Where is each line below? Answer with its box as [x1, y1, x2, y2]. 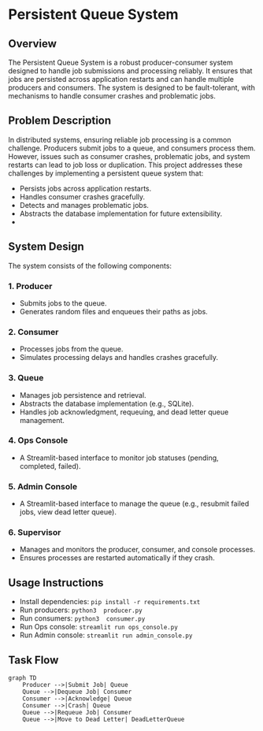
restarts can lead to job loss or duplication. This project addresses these [8, 160, 243, 169]
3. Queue [8, 373, 44, 384]
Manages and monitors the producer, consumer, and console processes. [19, 545, 256, 555]
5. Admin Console [8, 481, 77, 492]
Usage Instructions [8, 576, 104, 589]
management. [19, 415, 65, 425]
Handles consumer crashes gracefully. [19, 191, 146, 202]
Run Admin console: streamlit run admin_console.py [19, 630, 193, 640]
